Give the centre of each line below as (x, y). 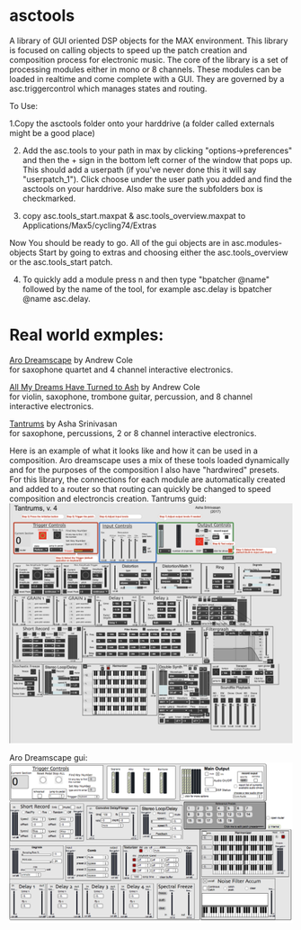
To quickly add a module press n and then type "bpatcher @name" (146, 279)
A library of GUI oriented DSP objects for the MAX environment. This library (149, 41)
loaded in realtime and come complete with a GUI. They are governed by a (147, 78)
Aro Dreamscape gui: (49, 758)
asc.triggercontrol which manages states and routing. (108, 88)
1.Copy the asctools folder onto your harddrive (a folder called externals (142, 123)
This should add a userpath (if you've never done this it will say (139, 169)
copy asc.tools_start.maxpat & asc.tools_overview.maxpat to (134, 215)
